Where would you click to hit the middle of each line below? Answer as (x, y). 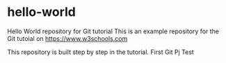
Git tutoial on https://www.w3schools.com (67, 38)
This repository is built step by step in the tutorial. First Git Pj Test (101, 52)
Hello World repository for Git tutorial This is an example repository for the (113, 31)
